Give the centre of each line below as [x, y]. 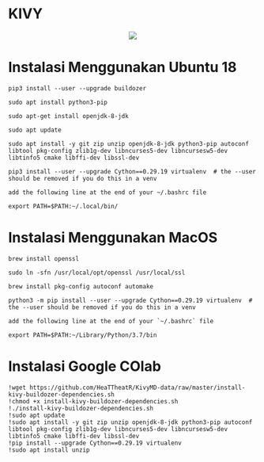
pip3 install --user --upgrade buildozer [77, 88]
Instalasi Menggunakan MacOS [113, 238]
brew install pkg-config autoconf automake [81, 286]
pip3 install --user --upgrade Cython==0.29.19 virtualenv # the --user [132, 171]
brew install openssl [44, 258]
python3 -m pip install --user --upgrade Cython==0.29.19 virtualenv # [130, 300]
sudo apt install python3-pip [58, 102]
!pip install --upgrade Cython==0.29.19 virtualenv [95, 443]
